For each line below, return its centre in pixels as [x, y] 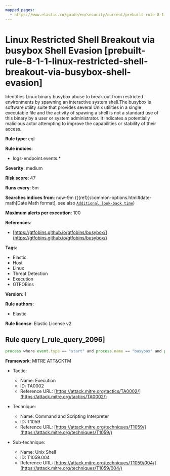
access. [13, 129]
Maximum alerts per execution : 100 [43, 213]
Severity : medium [24, 168]
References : [18, 223]
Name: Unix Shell [38, 452]
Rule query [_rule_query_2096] [55, 340]
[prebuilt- [125, 50]
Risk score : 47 [20, 178]
